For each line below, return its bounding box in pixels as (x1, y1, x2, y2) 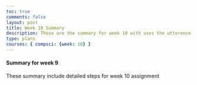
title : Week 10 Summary (6, 25, 65, 31)
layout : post (6, 19, 38, 25)
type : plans (6, 36, 35, 42)
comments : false (6, 14, 46, 20)
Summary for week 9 (6, 59, 59, 66)
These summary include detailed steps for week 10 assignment (6, 73, 160, 80)
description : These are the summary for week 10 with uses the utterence (6, 30, 192, 36)
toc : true (6, 8, 31, 15)
